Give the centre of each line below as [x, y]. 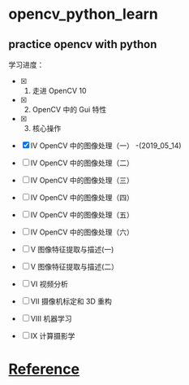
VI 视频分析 [49, 284]
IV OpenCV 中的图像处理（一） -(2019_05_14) [106, 146]
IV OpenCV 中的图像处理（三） [82, 180]
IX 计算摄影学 [53, 336]
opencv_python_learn [83, 14]
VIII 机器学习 [51, 319]
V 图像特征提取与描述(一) [72, 249]
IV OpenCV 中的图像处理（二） [82, 163]
